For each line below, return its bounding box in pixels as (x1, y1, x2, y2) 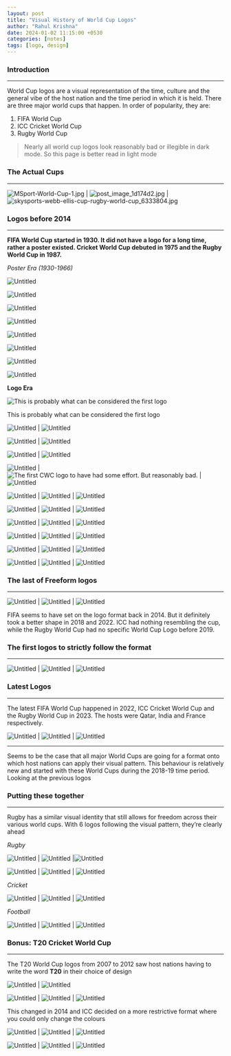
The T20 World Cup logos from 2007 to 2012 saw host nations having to (7, 960, 212, 969)
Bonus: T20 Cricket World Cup (7, 938, 111, 947)
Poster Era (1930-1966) (7, 263, 74, 272)
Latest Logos (7, 682, 52, 691)
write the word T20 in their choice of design (7, 967, 132, 976)
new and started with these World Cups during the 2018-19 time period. (7, 766, 210, 775)
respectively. (7, 718, 43, 726)
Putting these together (7, 790, 85, 800)
